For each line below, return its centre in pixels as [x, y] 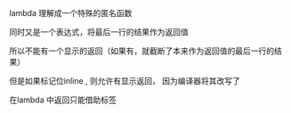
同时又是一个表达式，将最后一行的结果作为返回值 [99, 32]
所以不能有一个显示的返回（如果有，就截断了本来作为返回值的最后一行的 [141, 51]
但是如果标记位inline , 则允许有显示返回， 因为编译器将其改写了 [125, 81]
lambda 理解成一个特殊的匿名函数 [71, 13]
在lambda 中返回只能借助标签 [63, 100]
